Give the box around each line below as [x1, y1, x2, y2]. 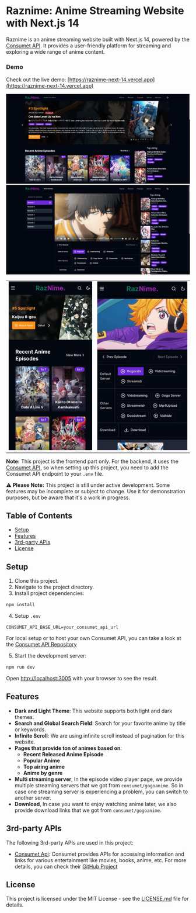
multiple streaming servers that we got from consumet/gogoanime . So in [14, 781, 184, 788]
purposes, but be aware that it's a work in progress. [6, 494, 131, 501]
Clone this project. [14, 577, 59, 585]
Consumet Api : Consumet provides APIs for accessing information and [14, 850, 185, 857]
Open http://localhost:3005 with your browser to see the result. [6, 675, 158, 682]
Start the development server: [14, 652, 87, 659]
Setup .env [14, 613, 41, 620]
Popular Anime [23, 757, 60, 764]
